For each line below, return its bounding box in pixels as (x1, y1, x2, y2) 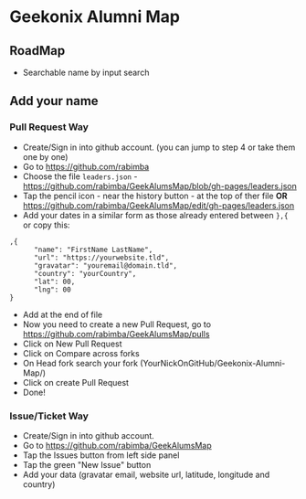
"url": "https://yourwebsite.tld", (33, 253, 170, 262)
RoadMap (9, 43, 66, 58)
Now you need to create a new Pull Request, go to (22, 318, 212, 330)
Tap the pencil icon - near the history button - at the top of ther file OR (22, 190, 288, 201)
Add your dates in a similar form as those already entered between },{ (22, 209, 289, 220)
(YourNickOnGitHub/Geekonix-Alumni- (140, 357, 286, 368)
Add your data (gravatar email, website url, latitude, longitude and (22, 469, 270, 480)
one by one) (22, 151, 69, 162)
